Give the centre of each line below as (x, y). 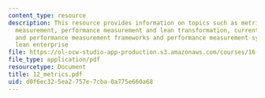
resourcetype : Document (47, 67)
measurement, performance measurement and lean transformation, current (137, 30)
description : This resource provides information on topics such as (123, 23)
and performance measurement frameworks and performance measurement (132, 38)
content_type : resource (47, 15)
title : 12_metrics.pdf (45, 74)
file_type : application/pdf (54, 60)
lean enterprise (42, 45)
